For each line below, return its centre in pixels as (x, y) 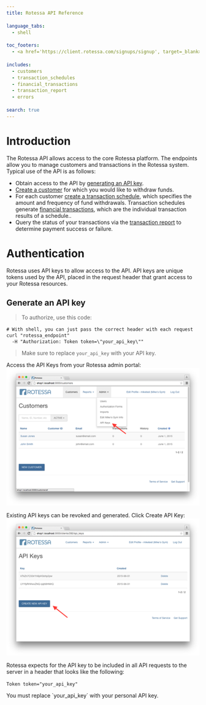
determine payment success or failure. (64, 229)
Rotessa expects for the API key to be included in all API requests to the (97, 665)
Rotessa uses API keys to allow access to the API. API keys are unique (95, 271)
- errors (23, 97)
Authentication (45, 253)
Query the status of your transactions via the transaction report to (98, 222)
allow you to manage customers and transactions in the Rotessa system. (97, 164)
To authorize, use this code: (56, 318)
